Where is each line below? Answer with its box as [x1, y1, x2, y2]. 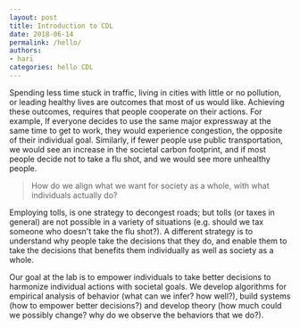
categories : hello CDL [9, 63, 94, 72]
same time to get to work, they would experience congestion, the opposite [9, 125, 283, 136]
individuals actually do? [30, 189, 118, 201]
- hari [9, 54, 34, 63]
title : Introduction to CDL [9, 21, 114, 30]
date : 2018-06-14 [9, 29, 74, 38]
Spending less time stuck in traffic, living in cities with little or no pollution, [9, 86, 281, 98]
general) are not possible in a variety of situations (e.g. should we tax [9, 216, 264, 227]
